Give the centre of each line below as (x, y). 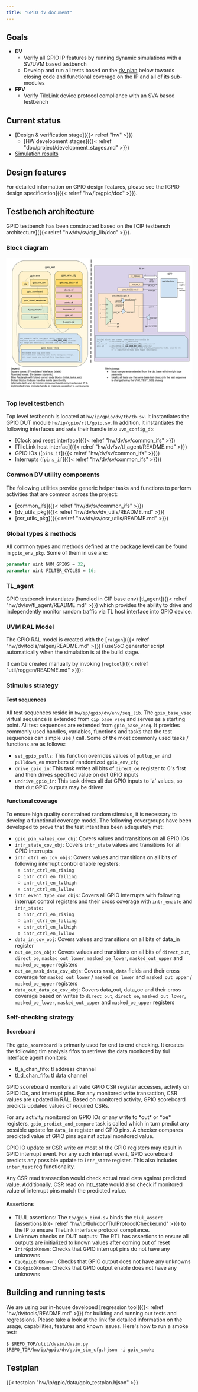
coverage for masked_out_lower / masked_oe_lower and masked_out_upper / (103, 977)
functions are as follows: (36, 744)
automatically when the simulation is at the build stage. (73, 652)
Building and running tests (56, 1293)
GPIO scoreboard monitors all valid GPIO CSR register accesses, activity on (98, 1086)
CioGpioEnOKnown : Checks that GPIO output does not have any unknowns (103, 1261)
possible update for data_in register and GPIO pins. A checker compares (95, 1130)
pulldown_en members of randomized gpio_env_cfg (77, 762)
